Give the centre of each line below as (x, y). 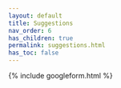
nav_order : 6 (30, 30)
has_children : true (41, 38)
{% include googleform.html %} (61, 76)
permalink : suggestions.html (57, 46)
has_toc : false (34, 53)
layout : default (35, 16)
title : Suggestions (41, 23)
